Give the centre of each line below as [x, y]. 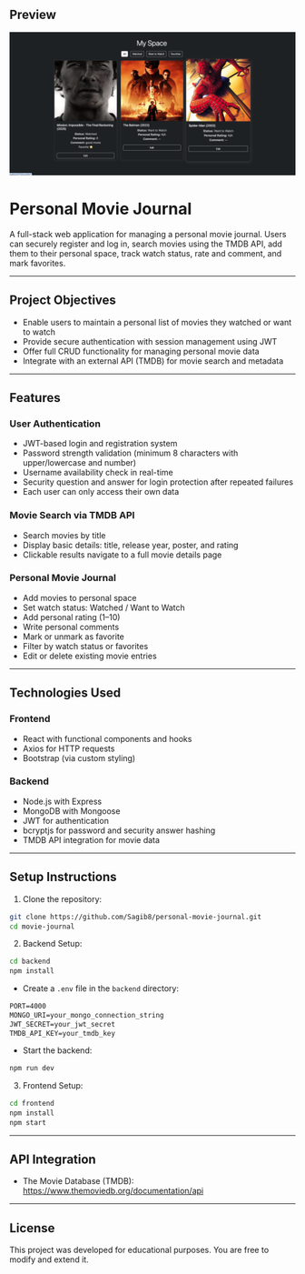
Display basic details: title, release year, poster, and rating [130, 545]
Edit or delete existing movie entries [89, 656]
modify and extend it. [49, 1259]
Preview [33, 15]
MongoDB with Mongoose [71, 811]
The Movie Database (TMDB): [78, 1181]
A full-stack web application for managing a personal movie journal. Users [148, 234]
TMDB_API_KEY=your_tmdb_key [63, 1034]
